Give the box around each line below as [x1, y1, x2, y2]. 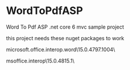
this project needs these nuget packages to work [6, 34, 125, 41]
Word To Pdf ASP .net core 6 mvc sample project [6, 23, 124, 30]
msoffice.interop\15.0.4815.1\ [6, 57, 75, 64]
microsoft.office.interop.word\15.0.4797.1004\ [6, 45, 115, 53]
